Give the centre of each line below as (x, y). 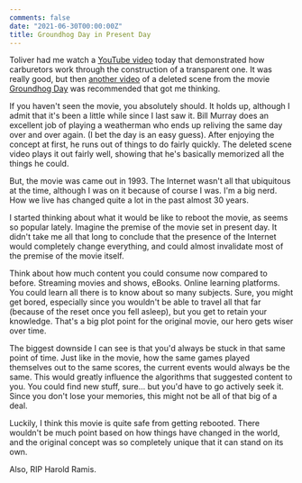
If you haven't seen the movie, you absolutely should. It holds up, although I (150, 106)
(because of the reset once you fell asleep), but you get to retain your (138, 312)
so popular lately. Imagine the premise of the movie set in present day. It (143, 227)
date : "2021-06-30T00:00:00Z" (66, 26)
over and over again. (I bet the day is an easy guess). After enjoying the (142, 135)
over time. (28, 331)
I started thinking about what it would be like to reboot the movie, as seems (149, 218)
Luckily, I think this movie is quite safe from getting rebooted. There (135, 424)
